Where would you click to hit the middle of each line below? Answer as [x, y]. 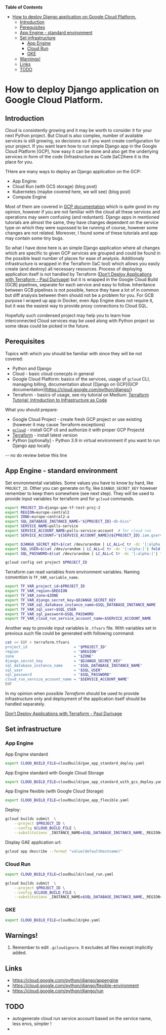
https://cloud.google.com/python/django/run [58, 991]
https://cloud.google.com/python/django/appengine [65, 980]
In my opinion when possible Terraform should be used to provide [72, 693]
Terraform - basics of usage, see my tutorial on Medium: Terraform [81, 394]
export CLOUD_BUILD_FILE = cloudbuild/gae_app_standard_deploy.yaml [75, 763]
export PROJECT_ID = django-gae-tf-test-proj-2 [53, 508]
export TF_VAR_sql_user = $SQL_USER [41, 609]
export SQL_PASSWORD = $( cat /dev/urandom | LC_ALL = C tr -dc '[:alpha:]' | [82, 553]
